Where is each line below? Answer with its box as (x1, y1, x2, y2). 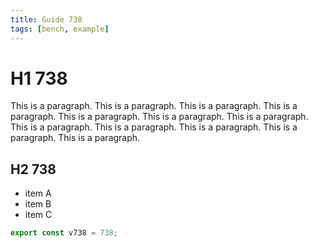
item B (24, 198, 52, 210)
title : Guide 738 (10, 14, 83, 25)
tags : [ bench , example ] (10, 24, 110, 34)
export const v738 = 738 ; (10, 228, 118, 238)
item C (24, 209, 53, 221)
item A (24, 187, 52, 200)
